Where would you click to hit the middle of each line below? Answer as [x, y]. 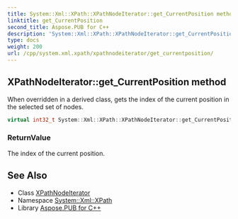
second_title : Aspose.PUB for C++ [58, 27]
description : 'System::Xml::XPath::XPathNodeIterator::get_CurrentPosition [121, 34]
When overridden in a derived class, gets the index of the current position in [118, 99]
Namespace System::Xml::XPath [65, 200]
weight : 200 [25, 47]
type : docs [23, 40]
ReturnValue [29, 137]
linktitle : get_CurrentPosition [55, 21]
